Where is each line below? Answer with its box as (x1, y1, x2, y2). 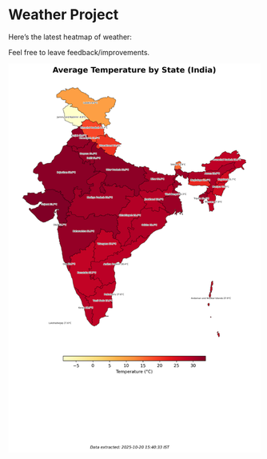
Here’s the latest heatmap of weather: (8, 32, 132, 42)
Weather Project (8, 6, 119, 24)
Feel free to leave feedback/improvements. (8, 47, 150, 57)
